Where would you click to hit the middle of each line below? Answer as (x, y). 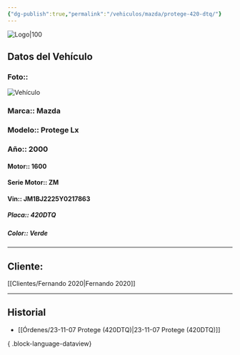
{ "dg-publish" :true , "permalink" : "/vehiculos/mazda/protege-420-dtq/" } (115, 14)
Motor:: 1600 (27, 166)
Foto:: (18, 77)
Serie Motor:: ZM (33, 182)
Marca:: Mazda (34, 111)
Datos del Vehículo (50, 57)
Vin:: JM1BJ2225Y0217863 (49, 199)
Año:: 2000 (28, 149)
